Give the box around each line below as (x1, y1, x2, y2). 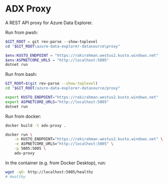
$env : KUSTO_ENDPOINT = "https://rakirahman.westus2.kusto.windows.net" (5, 53, 158, 58)
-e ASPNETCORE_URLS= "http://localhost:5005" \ (14, 141, 114, 146)
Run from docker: (5, 113, 42, 119)
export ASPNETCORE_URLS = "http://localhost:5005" (5, 99, 109, 105)
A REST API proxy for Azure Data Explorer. (5, 20, 93, 26)
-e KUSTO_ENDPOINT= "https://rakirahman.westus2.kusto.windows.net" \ (14, 137, 163, 142)
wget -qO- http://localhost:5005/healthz (5, 169, 94, 174)
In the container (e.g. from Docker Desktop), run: (5, 159, 107, 166)
